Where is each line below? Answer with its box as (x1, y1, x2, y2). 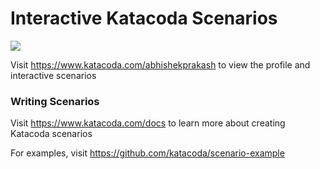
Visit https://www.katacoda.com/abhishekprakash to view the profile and (10, 58, 311, 71)
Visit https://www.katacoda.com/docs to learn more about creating (10, 117, 286, 129)
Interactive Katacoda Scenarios (10, 7, 278, 30)
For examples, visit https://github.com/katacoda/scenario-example (10, 147, 285, 159)
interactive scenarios (10, 69, 97, 81)
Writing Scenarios (10, 94, 100, 108)
